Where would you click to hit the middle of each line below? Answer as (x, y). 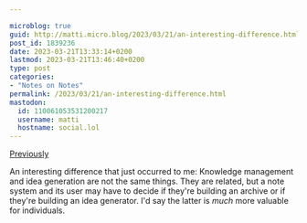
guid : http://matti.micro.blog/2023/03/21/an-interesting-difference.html (155, 34)
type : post (30, 69)
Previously (29, 154)
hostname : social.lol (59, 128)
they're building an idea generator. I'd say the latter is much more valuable (149, 201)
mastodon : (28, 102)
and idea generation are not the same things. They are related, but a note (147, 181)
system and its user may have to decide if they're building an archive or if (148, 191)
